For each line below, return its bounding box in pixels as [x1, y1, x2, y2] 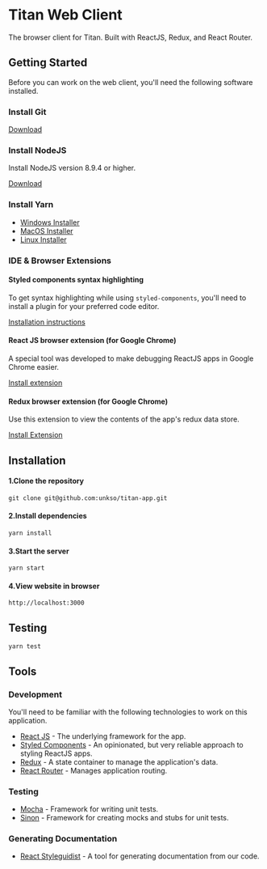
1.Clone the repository [8, 476, 85, 486]
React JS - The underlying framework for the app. [19, 731, 186, 741]
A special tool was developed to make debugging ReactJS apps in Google [8, 354, 254, 363]
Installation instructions [8, 317, 86, 327]
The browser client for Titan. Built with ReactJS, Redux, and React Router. [8, 32, 252, 42]
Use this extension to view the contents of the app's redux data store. [8, 414, 240, 424]
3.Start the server [8, 546, 70, 556]
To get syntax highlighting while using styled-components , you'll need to [8, 293, 247, 303]
